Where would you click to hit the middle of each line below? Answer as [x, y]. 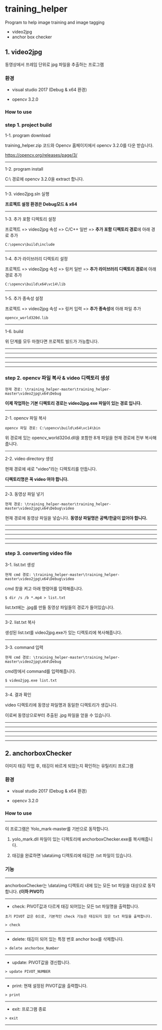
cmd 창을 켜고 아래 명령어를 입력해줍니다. [44, 588]
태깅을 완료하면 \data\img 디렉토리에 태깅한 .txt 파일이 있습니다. [72, 856]
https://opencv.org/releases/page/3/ [41, 155]
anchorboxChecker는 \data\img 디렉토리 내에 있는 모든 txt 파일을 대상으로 [76, 885]
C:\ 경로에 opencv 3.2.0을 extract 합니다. [45, 179]
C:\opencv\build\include [30, 245]
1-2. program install [24, 169]
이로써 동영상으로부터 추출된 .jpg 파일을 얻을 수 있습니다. [58, 715]
